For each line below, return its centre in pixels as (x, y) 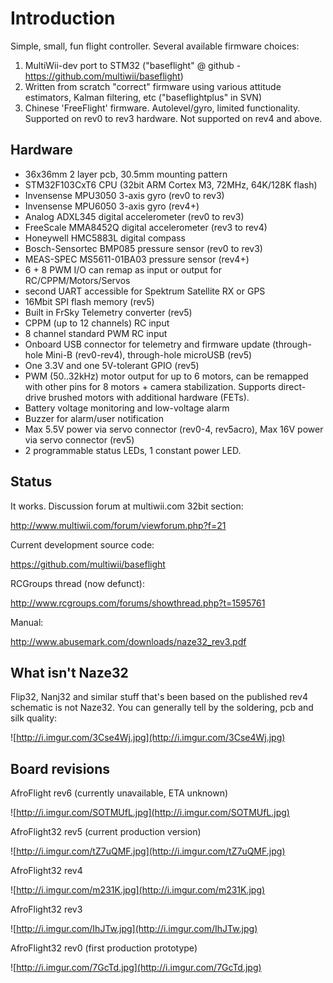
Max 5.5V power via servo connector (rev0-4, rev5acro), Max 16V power (174, 429)
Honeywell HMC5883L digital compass (105, 238)
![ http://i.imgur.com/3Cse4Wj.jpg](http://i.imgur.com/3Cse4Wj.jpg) (148, 738)
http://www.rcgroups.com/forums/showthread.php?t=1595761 (138, 603)
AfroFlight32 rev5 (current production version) (106, 832)
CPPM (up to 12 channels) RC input (97, 323)
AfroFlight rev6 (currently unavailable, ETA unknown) (119, 793)
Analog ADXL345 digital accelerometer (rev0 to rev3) (134, 216)
